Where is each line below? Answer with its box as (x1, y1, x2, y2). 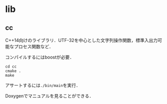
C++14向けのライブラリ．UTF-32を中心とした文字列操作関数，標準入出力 (5, 37, 158, 43)
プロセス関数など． (14, 43, 54, 49)
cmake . (5, 68, 22, 73)
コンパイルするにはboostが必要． (5, 54, 74, 60)
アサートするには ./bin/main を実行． (5, 82, 81, 88)
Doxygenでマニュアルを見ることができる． (5, 93, 94, 98)
